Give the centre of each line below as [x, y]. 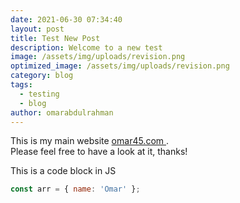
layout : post [37, 29]
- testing [39, 94]
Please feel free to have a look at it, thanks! [99, 152]
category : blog [42, 76]
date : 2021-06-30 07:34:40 [66, 19]
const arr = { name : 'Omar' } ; [75, 189]
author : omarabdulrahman [62, 112]
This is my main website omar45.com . [90, 141]
